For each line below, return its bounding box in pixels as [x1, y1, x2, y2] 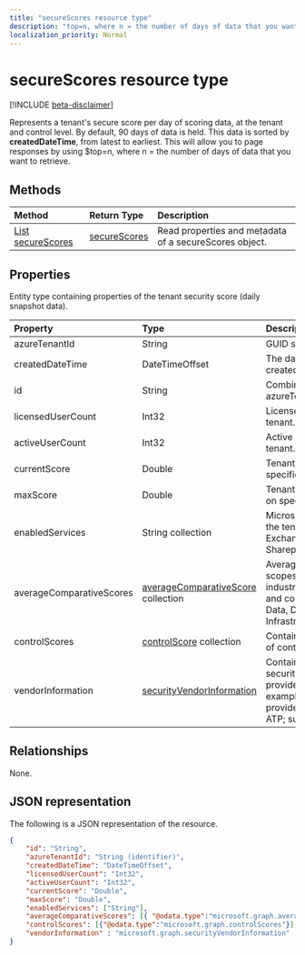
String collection [142, 526, 212, 538]
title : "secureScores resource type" [9, 13, 152, 23]
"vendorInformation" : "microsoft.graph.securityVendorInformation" [25, 929, 290, 938]
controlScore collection [142, 635, 241, 648]
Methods [9, 182, 62, 197]
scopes [265, 569, 298, 582]
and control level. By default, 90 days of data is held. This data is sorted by [9, 126, 290, 137]
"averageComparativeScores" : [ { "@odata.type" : [25, 911, 209, 921]
